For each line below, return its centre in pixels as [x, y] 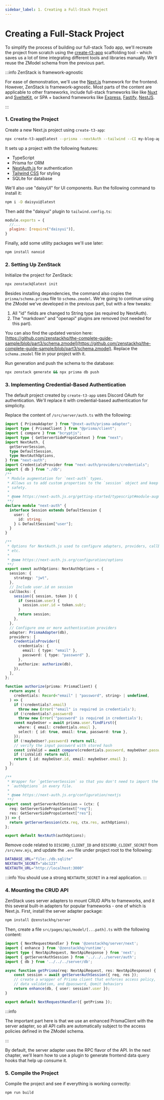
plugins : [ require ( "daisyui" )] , [42, 229]
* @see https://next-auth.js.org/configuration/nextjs [64, 795]
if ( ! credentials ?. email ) [40, 705]
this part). [22, 324]
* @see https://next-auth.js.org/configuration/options [65, 560]
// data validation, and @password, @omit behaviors [69, 984]
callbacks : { [23, 591]
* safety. [17, 488]
